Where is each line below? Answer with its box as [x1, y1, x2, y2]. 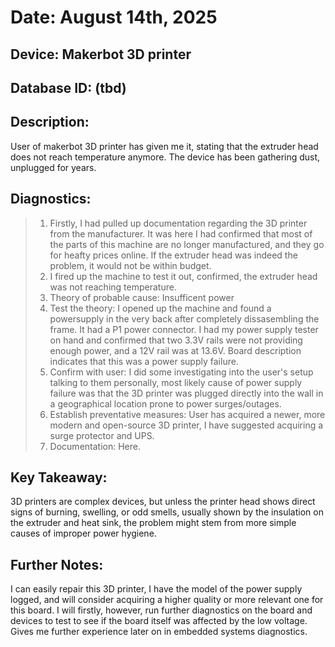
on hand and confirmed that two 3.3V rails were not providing [49, 334, 303, 346]
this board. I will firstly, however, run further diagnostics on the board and [10, 604, 313, 616]
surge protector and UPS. [49, 429, 155, 441]
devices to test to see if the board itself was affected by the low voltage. [10, 615, 308, 627]
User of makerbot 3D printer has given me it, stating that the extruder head [10, 140, 319, 152]
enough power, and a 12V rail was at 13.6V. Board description [49, 344, 302, 356]
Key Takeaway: [10, 469, 108, 486]
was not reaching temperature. [49, 281, 177, 293]
